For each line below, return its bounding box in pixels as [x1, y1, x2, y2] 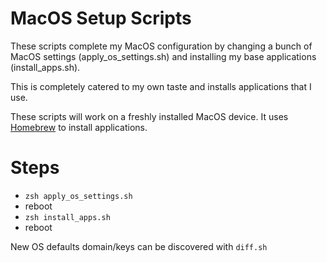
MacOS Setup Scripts [10, 7, 192, 30]
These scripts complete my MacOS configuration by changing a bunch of [10, 40, 313, 52]
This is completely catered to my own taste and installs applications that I [10, 80, 312, 92]
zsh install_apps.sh [24, 212, 111, 222]
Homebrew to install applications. [10, 121, 148, 133]
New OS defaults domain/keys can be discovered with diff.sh [10, 240, 268, 252]
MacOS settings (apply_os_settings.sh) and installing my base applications [10, 50, 317, 62]
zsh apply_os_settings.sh [24, 191, 133, 201]
